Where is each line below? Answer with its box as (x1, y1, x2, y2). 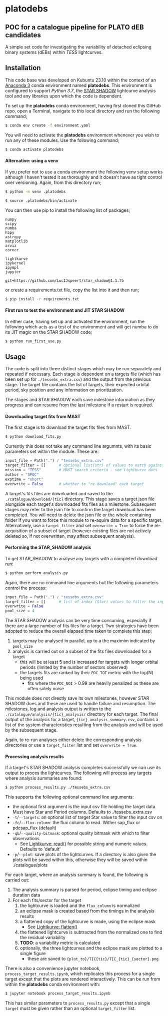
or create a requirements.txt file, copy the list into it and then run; (5, 287, 139, 293)
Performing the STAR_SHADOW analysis (5, 544, 91, 550)
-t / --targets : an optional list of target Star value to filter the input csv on (12, 814, 162, 820)
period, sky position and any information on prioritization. (5, 387, 123, 393)
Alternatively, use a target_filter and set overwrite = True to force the (5, 522, 153, 528)
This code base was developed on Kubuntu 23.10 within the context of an (5, 77, 156, 83)
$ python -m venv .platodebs (5, 189, 66, 194)
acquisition (5, 528, 28, 534)
